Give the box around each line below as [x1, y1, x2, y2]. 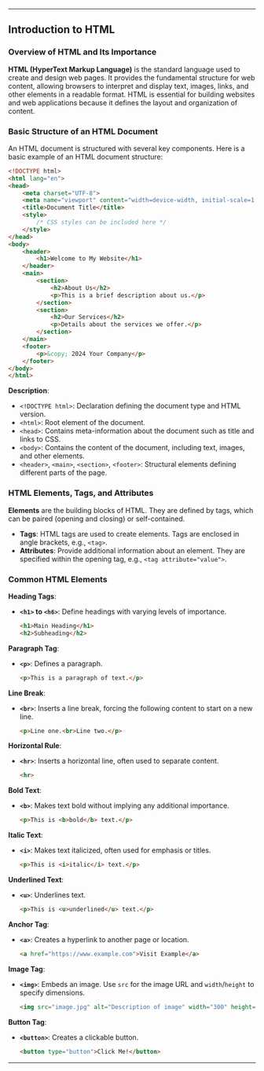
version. [19, 409, 46, 419]
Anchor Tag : [8, 919, 49, 929]
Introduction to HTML [8, 23, 115, 36]
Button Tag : [8, 1017, 47, 1026]
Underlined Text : [8, 875, 64, 885]
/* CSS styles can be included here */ [36, 218, 167, 226]
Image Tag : [8, 964, 46, 974]
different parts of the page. [19, 468, 108, 478]
